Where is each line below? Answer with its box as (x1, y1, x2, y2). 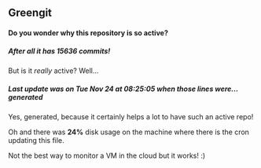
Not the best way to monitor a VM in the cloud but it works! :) (8, 151, 206, 160)
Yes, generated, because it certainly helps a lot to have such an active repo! (8, 111, 254, 121)
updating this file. (8, 135, 64, 144)
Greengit (8, 6, 53, 20)
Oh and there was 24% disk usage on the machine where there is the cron (8, 127, 250, 137)
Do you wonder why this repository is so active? (8, 27, 169, 38)
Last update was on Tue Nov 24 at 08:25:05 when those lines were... (8, 84, 238, 93)
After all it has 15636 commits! (8, 46, 111, 56)
